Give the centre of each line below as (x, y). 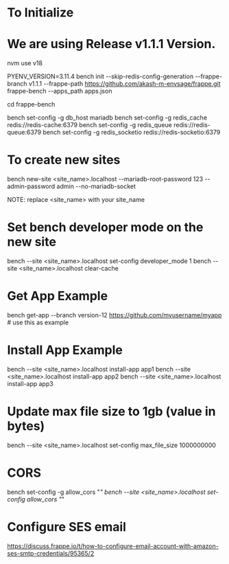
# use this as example (38, 322)
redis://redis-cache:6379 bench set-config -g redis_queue (90, 125)
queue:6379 (24, 133)
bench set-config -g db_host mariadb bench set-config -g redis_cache (107, 117)
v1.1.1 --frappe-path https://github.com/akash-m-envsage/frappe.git (124, 84)
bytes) (26, 426)
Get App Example (58, 296)
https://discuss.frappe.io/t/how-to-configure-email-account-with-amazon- (113, 546)
